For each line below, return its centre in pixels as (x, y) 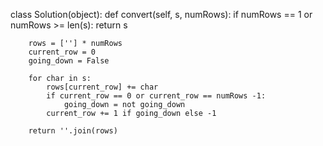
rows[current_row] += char (102, 87)
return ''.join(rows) (73, 131)
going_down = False (69, 61)
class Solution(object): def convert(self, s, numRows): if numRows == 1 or (161, 14)
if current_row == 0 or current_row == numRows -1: (156, 96)
